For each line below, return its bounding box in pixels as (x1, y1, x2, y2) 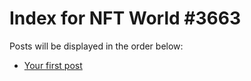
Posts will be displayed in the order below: (9, 40, 184, 52)
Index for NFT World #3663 (9, 7, 242, 30)
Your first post (23, 59, 83, 71)
